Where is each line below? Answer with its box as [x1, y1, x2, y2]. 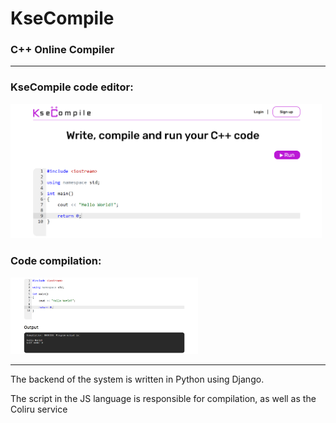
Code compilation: [10, 254, 102, 268]
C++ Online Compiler [10, 43, 115, 57]
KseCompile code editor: [10, 80, 134, 94]
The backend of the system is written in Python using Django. [10, 373, 265, 385]
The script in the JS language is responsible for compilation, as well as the [10, 392, 317, 404]
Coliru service [10, 403, 68, 415]
